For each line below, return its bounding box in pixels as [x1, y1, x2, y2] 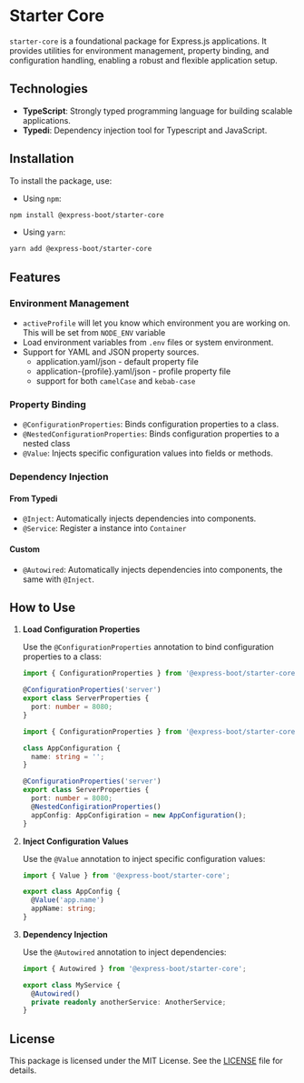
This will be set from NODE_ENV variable [22, 327, 166, 337]
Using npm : [22, 193, 62, 204]
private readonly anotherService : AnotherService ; [31, 998, 227, 1007]
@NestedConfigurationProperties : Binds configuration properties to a [22, 428, 279, 439]
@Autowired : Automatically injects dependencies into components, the [22, 564, 283, 575]
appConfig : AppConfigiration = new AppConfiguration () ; [31, 810, 247, 819]
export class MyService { [22, 980, 121, 989]
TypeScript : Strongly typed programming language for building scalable [22, 105, 293, 116]
